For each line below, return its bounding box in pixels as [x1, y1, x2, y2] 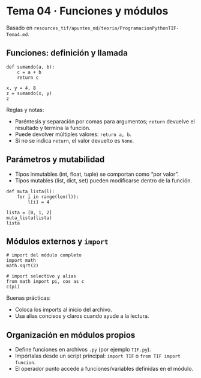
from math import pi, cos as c [6, 279, 85, 285]
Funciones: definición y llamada [6, 48, 128, 58]
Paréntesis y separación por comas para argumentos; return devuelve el [14, 117, 195, 125]
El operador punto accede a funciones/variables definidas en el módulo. [14, 365, 194, 373]
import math [6, 258, 36, 264]
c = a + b [17, 69, 42, 75]
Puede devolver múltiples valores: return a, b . [14, 131, 132, 138]
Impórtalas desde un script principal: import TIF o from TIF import [14, 352, 181, 359]
